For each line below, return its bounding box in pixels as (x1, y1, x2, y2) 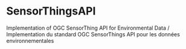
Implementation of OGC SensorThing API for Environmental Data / (6, 24, 170, 31)
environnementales (6, 37, 54, 44)
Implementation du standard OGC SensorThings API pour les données (6, 30, 180, 38)
